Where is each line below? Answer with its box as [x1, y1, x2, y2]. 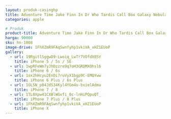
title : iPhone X [14, 106, 49, 111]
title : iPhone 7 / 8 [14, 87, 58, 92]
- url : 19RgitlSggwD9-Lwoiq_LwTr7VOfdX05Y [10, 54, 101, 59]
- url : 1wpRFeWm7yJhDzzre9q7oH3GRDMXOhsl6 [10, 64, 101, 69]
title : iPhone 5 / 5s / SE [14, 59, 72, 64]
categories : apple [5, 17, 44, 22]
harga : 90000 [5, 35, 33, 41]
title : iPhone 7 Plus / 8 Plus [14, 97, 81, 102]
